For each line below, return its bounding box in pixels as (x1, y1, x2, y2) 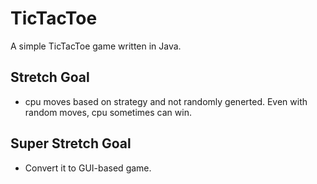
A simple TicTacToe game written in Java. (10, 40, 182, 52)
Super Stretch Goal (10, 135, 132, 152)
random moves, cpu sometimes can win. (24, 106, 192, 118)
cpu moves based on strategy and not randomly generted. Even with (24, 95, 308, 107)
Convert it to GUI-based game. (24, 162, 152, 174)
